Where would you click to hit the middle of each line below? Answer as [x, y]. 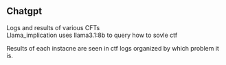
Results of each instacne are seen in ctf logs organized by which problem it [113, 48]
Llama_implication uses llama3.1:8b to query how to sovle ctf [92, 35]
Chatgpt [24, 11]
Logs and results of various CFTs [53, 27]
